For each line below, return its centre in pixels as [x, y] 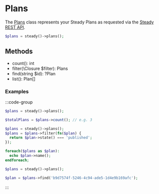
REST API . [15, 27]
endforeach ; [17, 160]
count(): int [23, 63]
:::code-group [19, 102]
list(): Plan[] [24, 79]
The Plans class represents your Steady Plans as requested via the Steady [79, 22]
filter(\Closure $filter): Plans [40, 68]
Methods [19, 52]
